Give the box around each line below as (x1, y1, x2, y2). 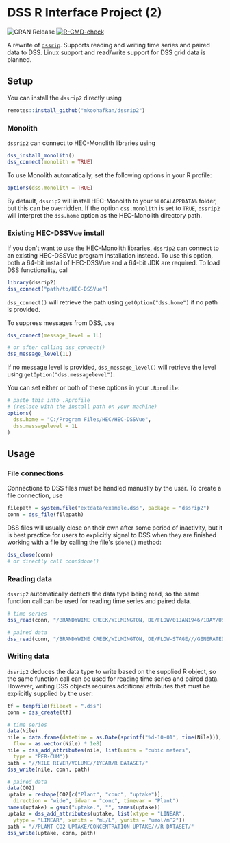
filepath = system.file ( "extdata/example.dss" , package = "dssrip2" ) (7, 505, 210, 512)
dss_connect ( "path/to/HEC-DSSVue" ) (7, 285, 109, 293)
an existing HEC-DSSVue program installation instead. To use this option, (7, 251, 214, 259)
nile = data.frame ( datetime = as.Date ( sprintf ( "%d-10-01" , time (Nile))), (7, 734, 222, 741)
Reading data (7, 574, 53, 583)
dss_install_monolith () (7, 152, 75, 159)
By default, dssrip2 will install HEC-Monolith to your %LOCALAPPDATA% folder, (7, 196, 217, 205)
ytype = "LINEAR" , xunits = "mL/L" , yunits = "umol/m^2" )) (13, 816, 186, 824)
